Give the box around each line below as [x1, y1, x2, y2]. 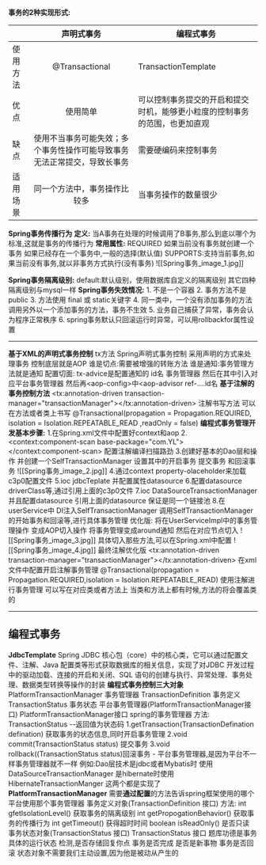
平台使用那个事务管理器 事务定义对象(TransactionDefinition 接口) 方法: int [8, 799, 247, 808]
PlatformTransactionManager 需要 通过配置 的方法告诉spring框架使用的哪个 [8, 788, 255, 798]
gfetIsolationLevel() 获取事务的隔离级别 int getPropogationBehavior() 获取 [8, 808, 248, 818]
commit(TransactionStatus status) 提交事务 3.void [8, 739, 170, 749]
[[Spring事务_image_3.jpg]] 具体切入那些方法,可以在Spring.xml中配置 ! [8, 536, 236, 544]
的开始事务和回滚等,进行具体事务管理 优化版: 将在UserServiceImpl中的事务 [8, 516, 251, 525]
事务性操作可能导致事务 [41, 145, 129, 155]
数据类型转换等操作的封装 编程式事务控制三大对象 [21, 680, 184, 689]
